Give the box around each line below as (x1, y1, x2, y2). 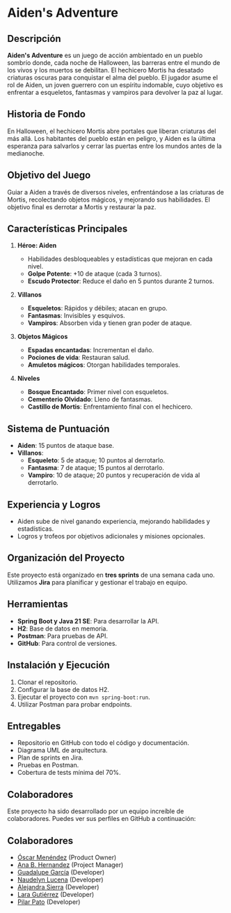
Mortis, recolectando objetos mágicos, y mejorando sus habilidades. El (7, 195, 210, 204)
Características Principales (7, 223, 128, 235)
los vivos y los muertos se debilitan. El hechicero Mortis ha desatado (7, 66, 204, 74)
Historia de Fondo (7, 108, 86, 120)
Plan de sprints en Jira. (17, 753, 83, 762)
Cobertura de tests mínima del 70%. (17, 769, 121, 777)
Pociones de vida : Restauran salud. (27, 354, 130, 362)
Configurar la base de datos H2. (17, 685, 109, 693)
